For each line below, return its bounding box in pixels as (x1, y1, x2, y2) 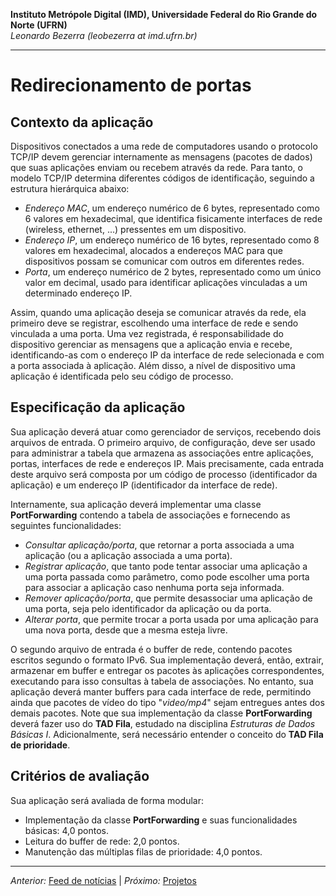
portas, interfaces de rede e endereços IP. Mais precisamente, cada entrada (10, 457, 325, 469)
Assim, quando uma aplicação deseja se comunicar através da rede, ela (10, 307, 307, 318)
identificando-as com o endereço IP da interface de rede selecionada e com (10, 349, 325, 361)
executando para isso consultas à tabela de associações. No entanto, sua (10, 675, 314, 687)
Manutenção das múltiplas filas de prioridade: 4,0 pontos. (24, 845, 263, 858)
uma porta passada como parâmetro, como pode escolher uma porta (24, 570, 310, 583)
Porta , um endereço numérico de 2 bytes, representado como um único (24, 266, 322, 278)
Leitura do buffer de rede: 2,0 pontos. (24, 835, 180, 847)
